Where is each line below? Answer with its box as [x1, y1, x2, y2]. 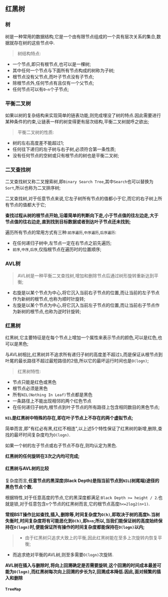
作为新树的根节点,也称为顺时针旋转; [12, 296, 86, 302]
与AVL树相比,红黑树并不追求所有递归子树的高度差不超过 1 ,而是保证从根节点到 [5, 351, 163, 357]
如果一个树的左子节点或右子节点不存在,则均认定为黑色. [5, 442, 117, 448]
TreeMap [5, 586, 21, 591]
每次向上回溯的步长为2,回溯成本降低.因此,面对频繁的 [48, 569, 156, 575]
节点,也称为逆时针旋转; [34, 308, 81, 314]
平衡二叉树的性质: [17, 129, 54, 135]
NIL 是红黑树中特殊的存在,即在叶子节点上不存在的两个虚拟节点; [5, 415, 133, 421]
